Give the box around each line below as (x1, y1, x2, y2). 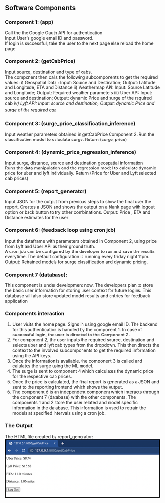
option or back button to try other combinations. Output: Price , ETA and (5, 209, 151, 215)
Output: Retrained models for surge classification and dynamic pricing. (5, 259, 148, 265)
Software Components (5, 4, 76, 12)
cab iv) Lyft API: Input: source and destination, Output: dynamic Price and (5, 100, 155, 106)
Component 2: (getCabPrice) (5, 57, 76, 64)
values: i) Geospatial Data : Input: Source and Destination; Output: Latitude (5, 79, 156, 85)
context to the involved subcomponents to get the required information (12, 347, 156, 353)
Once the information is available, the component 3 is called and (12, 358, 142, 364)
